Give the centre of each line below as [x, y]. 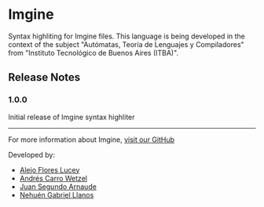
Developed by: [31, 154]
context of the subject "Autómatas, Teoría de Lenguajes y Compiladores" [126, 44]
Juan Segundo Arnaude [58, 187]
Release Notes [44, 77]
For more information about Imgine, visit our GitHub [92, 140]
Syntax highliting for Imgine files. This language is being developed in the [126, 36]
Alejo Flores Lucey [49, 169]
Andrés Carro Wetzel [53, 178]
